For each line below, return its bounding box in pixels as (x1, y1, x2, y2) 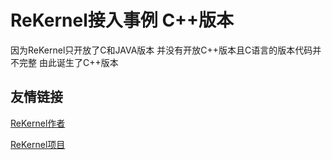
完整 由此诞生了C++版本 (18, 56, 119, 68)
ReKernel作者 (10, 117, 66, 129)
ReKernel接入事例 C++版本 (10, 9, 235, 32)
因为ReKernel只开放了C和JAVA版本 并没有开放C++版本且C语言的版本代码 (10, 44, 313, 56)
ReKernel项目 (10, 138, 66, 150)
